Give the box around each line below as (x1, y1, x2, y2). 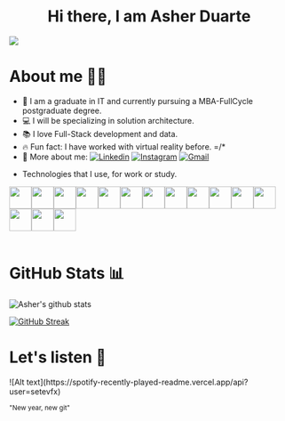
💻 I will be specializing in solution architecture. (21, 115, 194, 125)
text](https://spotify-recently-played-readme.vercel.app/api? (26, 376, 249, 387)
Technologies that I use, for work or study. (21, 168, 178, 179)
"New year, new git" (9, 403, 71, 412)
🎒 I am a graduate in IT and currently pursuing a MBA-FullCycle (21, 95, 253, 106)
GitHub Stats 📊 (9, 263, 125, 284)
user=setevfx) (9, 385, 61, 397)
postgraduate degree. (21, 105, 102, 116)
